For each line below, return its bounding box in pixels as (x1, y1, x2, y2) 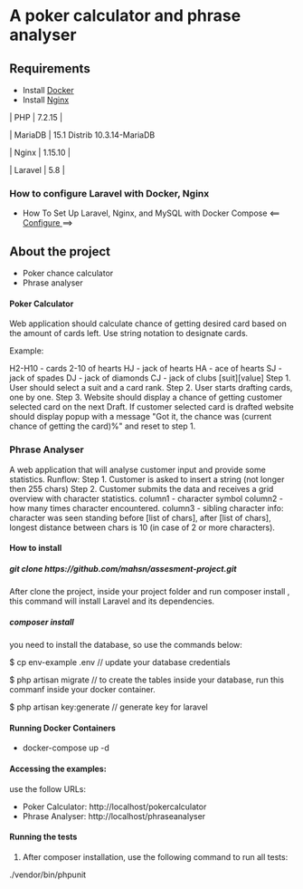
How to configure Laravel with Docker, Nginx (9, 187, 210, 199)
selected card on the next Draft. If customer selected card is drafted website (9, 401, 294, 412)
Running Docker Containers (9, 722, 116, 733)
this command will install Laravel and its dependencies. (9, 595, 215, 607)
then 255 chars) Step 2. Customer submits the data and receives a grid (9, 483, 274, 494)
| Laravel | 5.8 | (9, 165, 65, 175)
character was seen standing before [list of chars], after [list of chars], (9, 512, 271, 523)
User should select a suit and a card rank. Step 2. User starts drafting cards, (9, 382, 293, 393)
